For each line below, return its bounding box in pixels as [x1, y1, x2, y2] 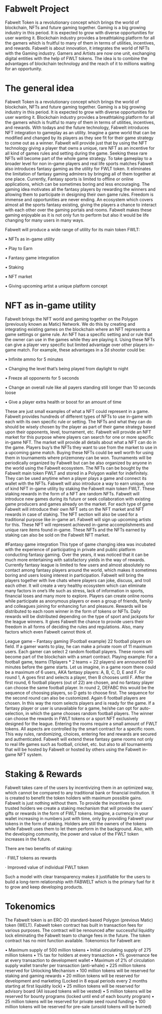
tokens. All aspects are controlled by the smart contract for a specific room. [5, 726, 156, 731]
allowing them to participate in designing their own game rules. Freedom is [5, 191, 154, 197]
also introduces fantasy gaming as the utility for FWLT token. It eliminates [5, 166, 151, 172]
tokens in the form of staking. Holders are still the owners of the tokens [5, 821, 147, 826]
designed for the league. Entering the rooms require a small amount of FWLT [5, 721, 158, 727]
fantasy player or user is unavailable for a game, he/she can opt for [5, 705, 139, 711]
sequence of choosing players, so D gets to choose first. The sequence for [5, 690, 155, 696]
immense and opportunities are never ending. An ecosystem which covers [5, 196, 153, 202]
